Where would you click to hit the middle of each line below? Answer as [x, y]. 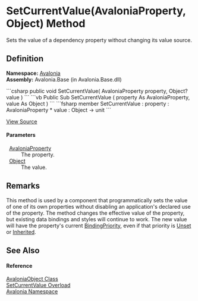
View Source [22, 121]
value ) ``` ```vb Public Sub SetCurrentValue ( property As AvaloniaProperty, [98, 97]
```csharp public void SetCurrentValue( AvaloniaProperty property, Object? [97, 91]
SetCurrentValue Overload [38, 285]
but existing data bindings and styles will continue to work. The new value [97, 219]
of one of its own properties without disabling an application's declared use [99, 206]
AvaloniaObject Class [32, 279]
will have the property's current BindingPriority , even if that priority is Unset [99, 225]
